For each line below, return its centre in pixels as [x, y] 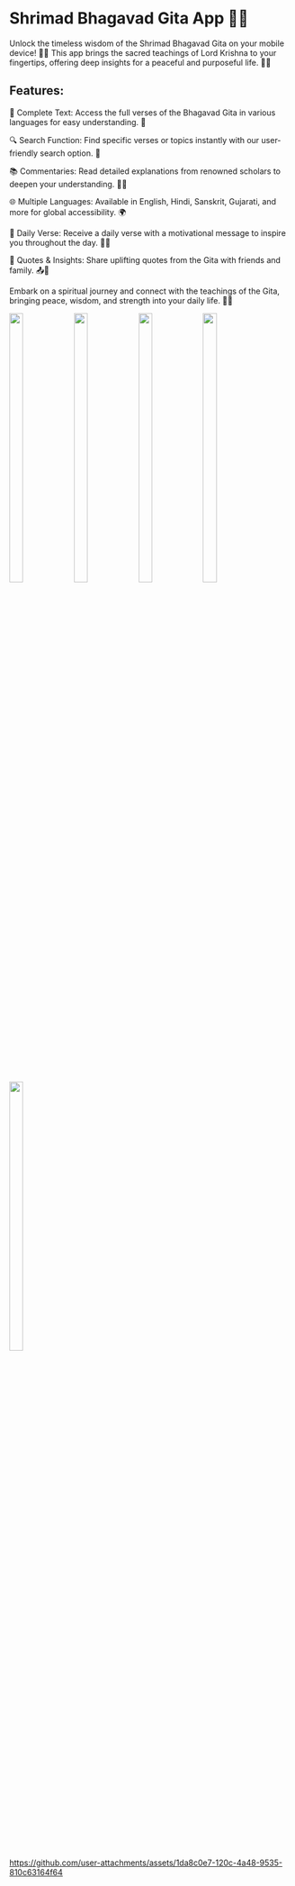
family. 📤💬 [29, 270]
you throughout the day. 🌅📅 [60, 242]
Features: [37, 91]
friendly [24, 153]
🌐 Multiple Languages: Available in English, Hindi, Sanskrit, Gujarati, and [143, 201]
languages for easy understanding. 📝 [78, 122]
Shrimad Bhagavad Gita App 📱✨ [129, 18]
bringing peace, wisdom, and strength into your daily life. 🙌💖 [121, 300]
